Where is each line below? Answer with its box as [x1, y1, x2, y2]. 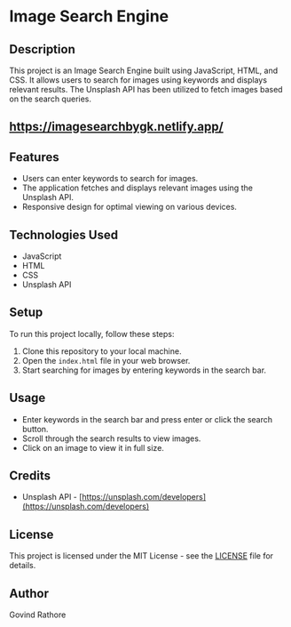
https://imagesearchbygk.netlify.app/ [9, 119, 224, 134]
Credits [9, 469, 51, 484]
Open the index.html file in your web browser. [21, 355, 191, 366]
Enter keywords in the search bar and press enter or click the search [21, 414, 273, 424]
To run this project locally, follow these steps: [9, 328, 175, 339]
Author [9, 585, 49, 601]
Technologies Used [9, 227, 118, 242]
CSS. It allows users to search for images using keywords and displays [9, 75, 268, 85]
